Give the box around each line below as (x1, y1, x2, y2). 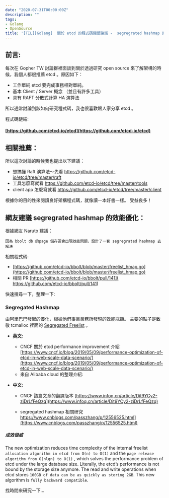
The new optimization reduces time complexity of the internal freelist (5, 445, 148, 451)
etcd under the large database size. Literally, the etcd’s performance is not (5, 461, 159, 467)
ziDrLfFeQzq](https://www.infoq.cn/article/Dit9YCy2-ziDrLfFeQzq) (20, 398, 158, 404)
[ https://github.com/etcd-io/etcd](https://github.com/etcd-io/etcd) (5, 128, 151, 134)
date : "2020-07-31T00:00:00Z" (5, 7, 69, 13)
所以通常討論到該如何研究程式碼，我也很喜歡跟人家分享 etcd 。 (5, 105, 136, 111)
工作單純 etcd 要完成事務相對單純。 (12, 82, 87, 88)
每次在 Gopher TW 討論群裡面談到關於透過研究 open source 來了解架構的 (5, 65, 157, 71)
